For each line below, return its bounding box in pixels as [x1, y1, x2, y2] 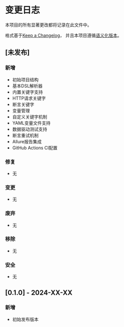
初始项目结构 [12, 76, 39, 82]
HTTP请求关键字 [12, 95, 46, 101]
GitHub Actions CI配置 [12, 145, 58, 151]
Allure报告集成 [12, 138, 42, 144]
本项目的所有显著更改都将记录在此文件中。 [5, 22, 92, 28]
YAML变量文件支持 [12, 120, 51, 126]
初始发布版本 [12, 316, 39, 322]
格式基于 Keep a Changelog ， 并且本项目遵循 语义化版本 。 [5, 32, 122, 38]
